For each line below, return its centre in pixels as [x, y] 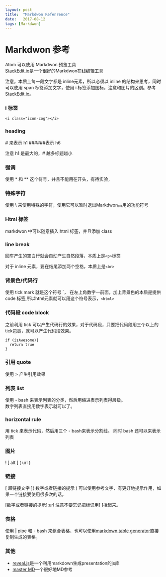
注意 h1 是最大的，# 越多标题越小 [39, 153]
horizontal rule [23, 420]
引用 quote [18, 362]
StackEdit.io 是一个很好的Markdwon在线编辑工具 [54, 71]
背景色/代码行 [22, 281]
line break [17, 244]
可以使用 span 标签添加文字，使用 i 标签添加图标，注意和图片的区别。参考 [81, 88]
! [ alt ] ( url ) [18, 462]
